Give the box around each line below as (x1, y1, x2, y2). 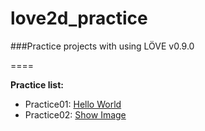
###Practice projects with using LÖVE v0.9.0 (10, 40, 195, 52)
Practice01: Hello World (24, 98, 122, 110)
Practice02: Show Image (24, 108, 127, 121)
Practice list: (10, 78, 64, 91)
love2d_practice (10, 7, 148, 30)
